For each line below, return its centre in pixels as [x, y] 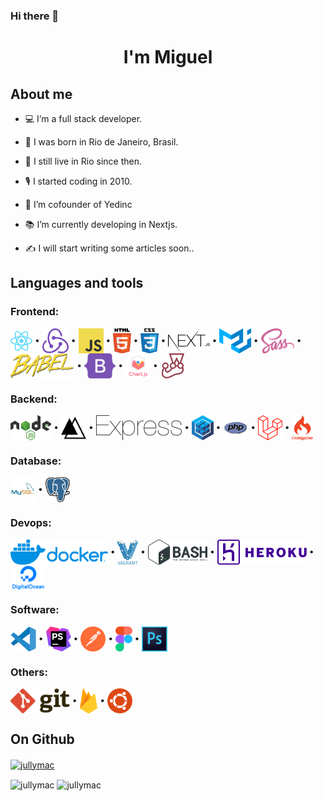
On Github [42, 739]
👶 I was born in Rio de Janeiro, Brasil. [101, 141]
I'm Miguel [168, 57]
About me [41, 94]
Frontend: [35, 312]
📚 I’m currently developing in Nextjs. [101, 224]
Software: [35, 610]
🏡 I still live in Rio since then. [83, 161]
